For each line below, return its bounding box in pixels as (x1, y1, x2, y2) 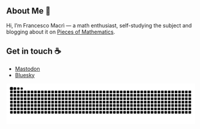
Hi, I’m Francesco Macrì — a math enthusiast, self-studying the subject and (6, 21, 192, 29)
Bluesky (14, 71, 35, 78)
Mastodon (14, 65, 40, 72)
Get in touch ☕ (6, 46, 62, 57)
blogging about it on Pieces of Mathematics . (6, 28, 116, 35)
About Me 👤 (6, 6, 51, 16)
